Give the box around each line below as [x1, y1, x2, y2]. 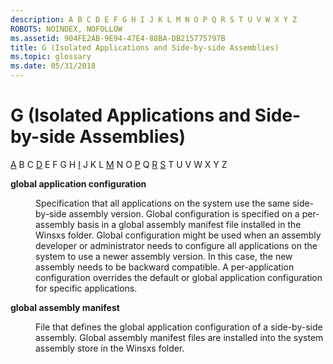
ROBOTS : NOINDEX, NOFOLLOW [10, 24, 123, 34]
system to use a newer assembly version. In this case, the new [35, 250, 293, 262]
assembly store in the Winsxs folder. [35, 342, 185, 354]
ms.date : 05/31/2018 [10, 61, 97, 71]
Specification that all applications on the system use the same [35, 197, 291, 209]
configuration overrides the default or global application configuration [35, 271, 323, 283]
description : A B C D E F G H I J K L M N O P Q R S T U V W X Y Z [10, 14, 298, 25]
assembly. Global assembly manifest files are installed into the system [35, 331, 324, 343]
